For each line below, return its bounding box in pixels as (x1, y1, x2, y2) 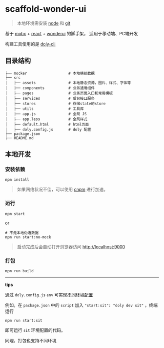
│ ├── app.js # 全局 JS (5, 111, 87, 116)
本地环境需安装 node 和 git (17, 20, 71, 26)
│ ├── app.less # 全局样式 (5, 116, 88, 122)
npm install (5, 177, 29, 182)
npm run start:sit (5, 318, 42, 323)
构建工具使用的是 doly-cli (5, 41, 56, 47)
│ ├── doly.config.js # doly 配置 (5, 127, 91, 132)
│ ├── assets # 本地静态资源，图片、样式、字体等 (5, 80, 131, 85)
